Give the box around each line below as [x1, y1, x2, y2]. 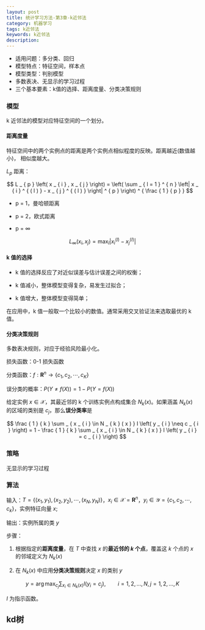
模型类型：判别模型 [15, 70, 64, 77]
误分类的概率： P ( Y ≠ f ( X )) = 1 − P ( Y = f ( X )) [6, 385, 115, 392]
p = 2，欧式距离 [15, 213, 56, 220]
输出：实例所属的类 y [6, 519, 59, 526]
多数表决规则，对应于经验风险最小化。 [6, 345, 103, 353]
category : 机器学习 [6, 20, 52, 26]
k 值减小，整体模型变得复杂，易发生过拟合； [15, 281, 127, 288]
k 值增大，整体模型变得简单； [15, 294, 90, 302]
